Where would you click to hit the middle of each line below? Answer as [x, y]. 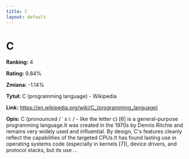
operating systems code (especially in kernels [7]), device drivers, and [92, 144]
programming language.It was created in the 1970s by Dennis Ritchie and [95, 125]
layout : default [26, 17]
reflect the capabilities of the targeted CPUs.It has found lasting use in [91, 138]
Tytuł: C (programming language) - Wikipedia [62, 96]
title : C [17, 11]
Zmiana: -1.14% [25, 85]
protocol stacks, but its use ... [42, 150]
